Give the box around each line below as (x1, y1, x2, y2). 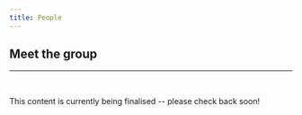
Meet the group (9, 47, 98, 62)
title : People (9, 13, 63, 22)
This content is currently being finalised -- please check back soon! (9, 96, 261, 107)
